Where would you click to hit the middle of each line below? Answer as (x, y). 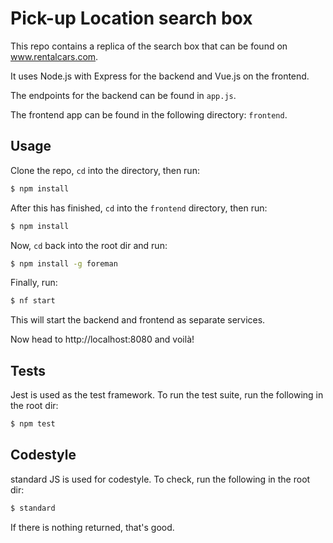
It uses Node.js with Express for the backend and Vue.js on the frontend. (160, 76)
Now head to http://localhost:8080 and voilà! (102, 339)
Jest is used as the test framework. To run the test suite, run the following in (167, 395)
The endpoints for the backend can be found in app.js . (123, 95)
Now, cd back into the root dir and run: (89, 245)
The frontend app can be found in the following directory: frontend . (149, 114)
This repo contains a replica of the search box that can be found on (149, 46)
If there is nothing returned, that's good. (92, 527)
